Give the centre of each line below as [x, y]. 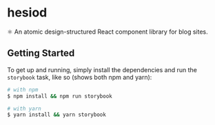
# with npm [23, 90]
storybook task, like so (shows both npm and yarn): [80, 77]
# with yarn [24, 109]
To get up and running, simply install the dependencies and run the [102, 69]
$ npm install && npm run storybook [60, 96]
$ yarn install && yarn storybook [57, 115]
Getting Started [41, 53]
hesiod [27, 13]
